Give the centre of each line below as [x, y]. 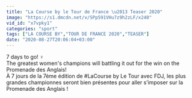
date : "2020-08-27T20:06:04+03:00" [51, 40]
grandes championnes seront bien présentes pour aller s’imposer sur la [95, 82]
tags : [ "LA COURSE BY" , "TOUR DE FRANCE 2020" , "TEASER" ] [78, 34]
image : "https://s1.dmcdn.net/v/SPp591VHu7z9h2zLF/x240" [79, 17]
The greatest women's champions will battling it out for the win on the [93, 63]
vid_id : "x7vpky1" [29, 23]
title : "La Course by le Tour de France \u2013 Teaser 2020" [85, 12]
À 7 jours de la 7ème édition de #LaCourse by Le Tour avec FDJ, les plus [96, 76]
